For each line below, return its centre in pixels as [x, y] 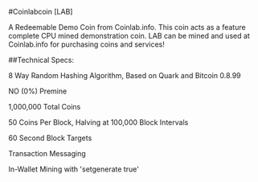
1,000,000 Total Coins [45, 107]
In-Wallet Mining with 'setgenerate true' [74, 169]
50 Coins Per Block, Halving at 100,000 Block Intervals [98, 122]
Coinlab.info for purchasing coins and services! [86, 44]
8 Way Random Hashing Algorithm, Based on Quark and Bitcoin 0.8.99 [125, 75]
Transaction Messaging [47, 153]
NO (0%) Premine [38, 91]
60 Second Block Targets [50, 138]
